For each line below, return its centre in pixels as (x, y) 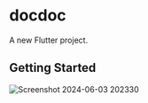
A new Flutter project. (49, 40)
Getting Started (53, 68)
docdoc (38, 16)
